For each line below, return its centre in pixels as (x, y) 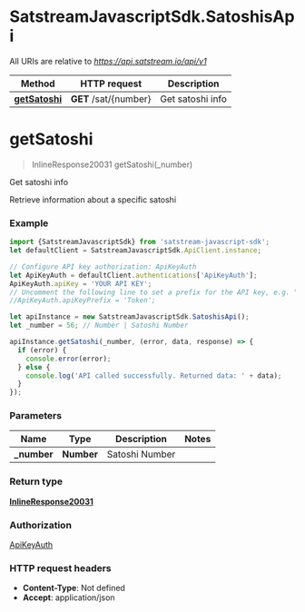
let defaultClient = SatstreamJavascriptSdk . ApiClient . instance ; (135, 251)
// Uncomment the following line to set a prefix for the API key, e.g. (150, 292)
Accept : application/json (69, 597)
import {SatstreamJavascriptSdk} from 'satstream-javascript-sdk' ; (140, 242)
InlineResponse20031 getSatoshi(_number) (112, 164)
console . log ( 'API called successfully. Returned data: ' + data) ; (154, 375)
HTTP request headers (60, 568)
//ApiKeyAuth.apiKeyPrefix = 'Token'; (83, 301)
